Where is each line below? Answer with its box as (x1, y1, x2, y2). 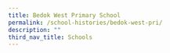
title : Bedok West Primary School (8, 11, 121, 19)
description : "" (8, 26, 61, 34)
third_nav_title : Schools (8, 33, 92, 41)
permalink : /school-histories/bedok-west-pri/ (8, 19, 163, 26)
